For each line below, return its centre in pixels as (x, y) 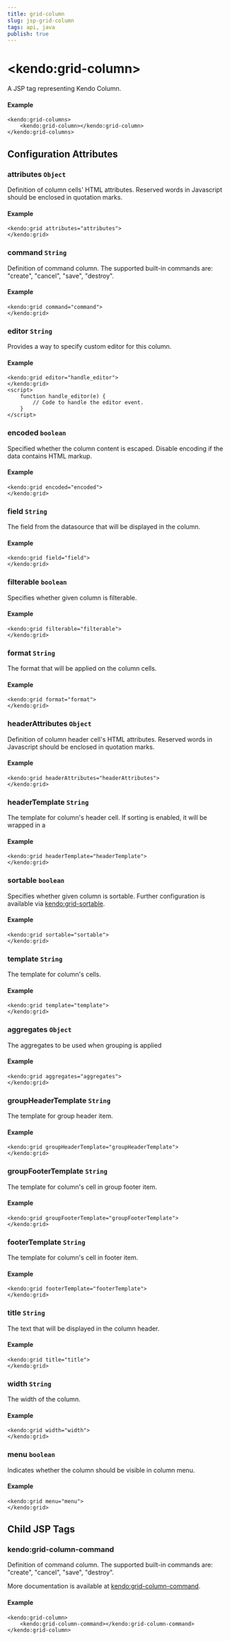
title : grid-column (36, 14)
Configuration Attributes (63, 154)
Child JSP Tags (41, 1529)
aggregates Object (40, 1029)
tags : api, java (31, 27)
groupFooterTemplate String (57, 1171)
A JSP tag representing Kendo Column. (64, 89)
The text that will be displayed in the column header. (84, 1328)
